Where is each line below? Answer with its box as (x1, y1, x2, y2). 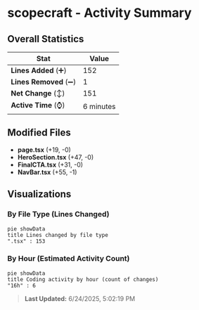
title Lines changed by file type (7, 231, 109, 238)
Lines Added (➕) (11, 65, 67, 75)
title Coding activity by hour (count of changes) (7, 276, 159, 283)
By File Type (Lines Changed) (7, 209, 110, 219)
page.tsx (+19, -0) (17, 146, 72, 154)
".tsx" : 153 (7, 238, 46, 245)
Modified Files (7, 127, 72, 138)
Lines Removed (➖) (11, 77, 76, 86)
